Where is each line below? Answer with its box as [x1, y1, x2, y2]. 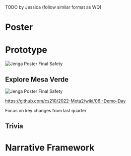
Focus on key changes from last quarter [5, 107, 87, 113]
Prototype [5, 44, 48, 56]
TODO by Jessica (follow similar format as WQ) [5, 4, 102, 10]
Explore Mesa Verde [5, 75, 68, 83]
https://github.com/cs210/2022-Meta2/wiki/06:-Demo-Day [5, 98, 126, 104]
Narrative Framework [5, 142, 95, 153]
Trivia [5, 122, 23, 131]
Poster [5, 22, 33, 33]
